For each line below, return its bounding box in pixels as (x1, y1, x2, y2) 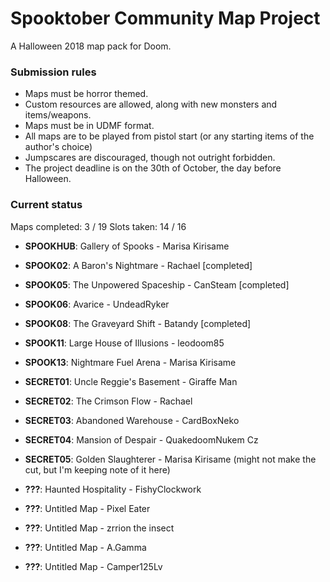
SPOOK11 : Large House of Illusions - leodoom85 (24, 337, 225, 349)
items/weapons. (24, 109, 92, 121)
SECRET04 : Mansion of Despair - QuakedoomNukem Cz (24, 433, 259, 446)
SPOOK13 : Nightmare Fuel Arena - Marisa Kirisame (24, 356, 237, 368)
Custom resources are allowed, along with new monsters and (24, 98, 278, 111)
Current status (10, 198, 83, 212)
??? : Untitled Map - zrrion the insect (24, 522, 175, 534)
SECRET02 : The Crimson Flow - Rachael (24, 395, 193, 407)
